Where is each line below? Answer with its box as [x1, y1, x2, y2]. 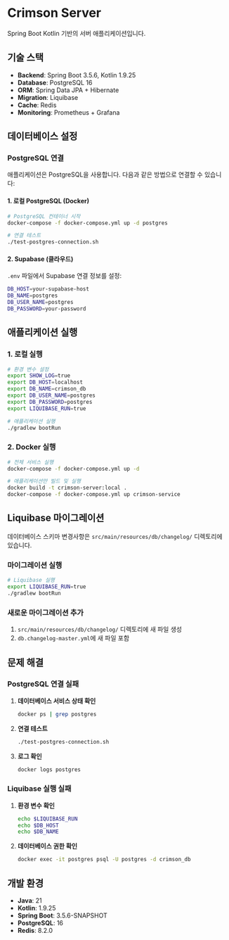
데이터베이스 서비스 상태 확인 [17, 697, 96, 705]
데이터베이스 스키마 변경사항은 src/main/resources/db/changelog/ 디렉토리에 [7, 532, 223, 540]
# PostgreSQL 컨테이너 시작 [7, 212, 81, 220]
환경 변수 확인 [17, 801, 55, 810]
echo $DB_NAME [17, 828, 59, 835]
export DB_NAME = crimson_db [7, 386, 86, 393]
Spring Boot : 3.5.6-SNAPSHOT [17, 911, 107, 920]
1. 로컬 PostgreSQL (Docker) [7, 197, 90, 205]
